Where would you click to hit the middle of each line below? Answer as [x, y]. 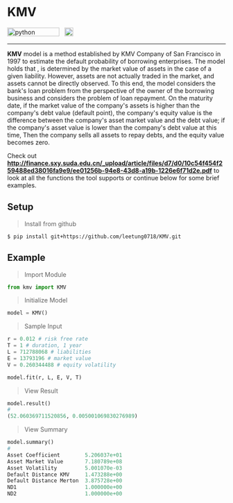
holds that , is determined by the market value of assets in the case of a [109, 68]
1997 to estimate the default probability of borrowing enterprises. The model [116, 61]
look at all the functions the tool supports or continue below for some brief [113, 178]
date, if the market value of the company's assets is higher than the [103, 105]
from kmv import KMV [37, 287]
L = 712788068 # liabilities [49, 352]
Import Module [45, 274]
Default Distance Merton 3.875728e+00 [65, 481]
